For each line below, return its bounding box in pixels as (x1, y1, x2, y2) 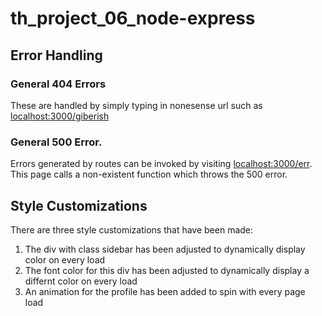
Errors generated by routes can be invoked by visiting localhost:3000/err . (10, 158, 313, 170)
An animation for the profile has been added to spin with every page (24, 285, 306, 297)
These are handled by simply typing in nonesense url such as (10, 99, 263, 111)
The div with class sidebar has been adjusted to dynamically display (24, 243, 306, 255)
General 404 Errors (10, 77, 107, 91)
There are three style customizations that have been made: (10, 223, 254, 236)
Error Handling (10, 47, 103, 64)
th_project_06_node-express (10, 7, 256, 30)
